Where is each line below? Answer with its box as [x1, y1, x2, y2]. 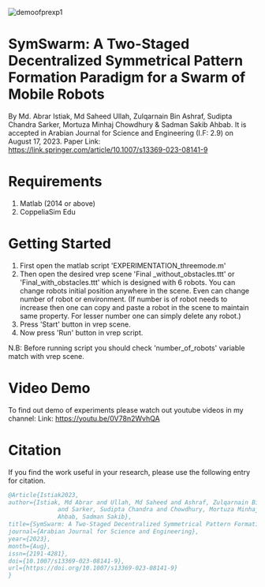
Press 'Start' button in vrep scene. [19, 320, 132, 329]
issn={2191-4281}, [8, 549, 69, 558]
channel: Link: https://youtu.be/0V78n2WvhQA [8, 413, 160, 423]
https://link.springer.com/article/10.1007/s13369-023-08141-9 [8, 144, 208, 154]
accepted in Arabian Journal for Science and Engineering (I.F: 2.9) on [8, 128, 234, 137]
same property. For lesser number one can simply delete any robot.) [19, 311, 242, 320]
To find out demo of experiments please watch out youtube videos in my [8, 405, 244, 414]
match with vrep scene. [8, 351, 85, 361]
